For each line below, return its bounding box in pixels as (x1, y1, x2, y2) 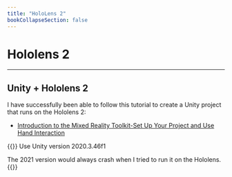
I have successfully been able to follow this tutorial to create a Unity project (7, 101, 222, 109)
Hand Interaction (17, 129, 66, 137)
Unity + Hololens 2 (7, 82, 88, 94)
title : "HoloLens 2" (7, 10, 67, 17)
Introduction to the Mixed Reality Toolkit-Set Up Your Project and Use (17, 122, 215, 130)
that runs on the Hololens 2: (7, 108, 86, 116)
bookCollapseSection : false (7, 17, 88, 24)
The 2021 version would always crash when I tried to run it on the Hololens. (7, 156, 222, 164)
